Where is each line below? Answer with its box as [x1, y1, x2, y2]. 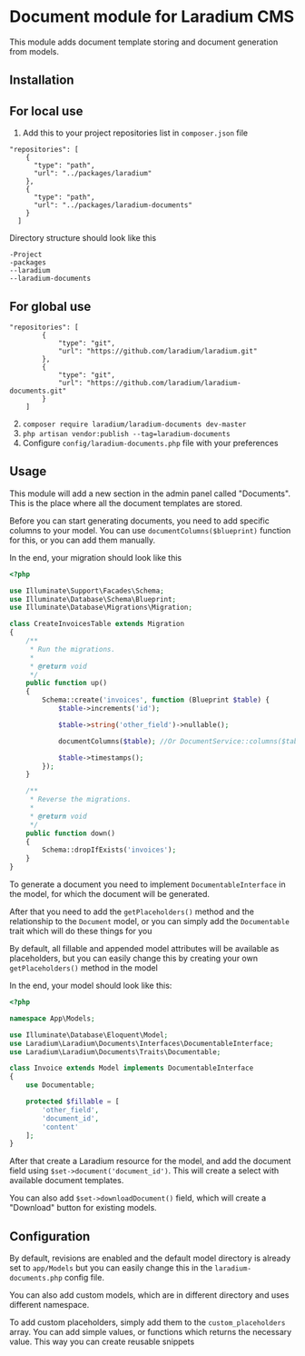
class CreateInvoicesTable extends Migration [9, 620, 184, 629]
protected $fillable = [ [25, 1097, 120, 1106]
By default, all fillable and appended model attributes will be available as [9, 943, 280, 954]
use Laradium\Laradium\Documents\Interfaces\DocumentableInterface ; [9, 1039, 274, 1048]
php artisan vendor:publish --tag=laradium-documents [22, 429, 231, 438]
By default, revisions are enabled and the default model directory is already [9, 1252, 291, 1264]
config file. [64, 1272, 104, 1283]
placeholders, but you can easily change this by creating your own [9, 952, 259, 964]
